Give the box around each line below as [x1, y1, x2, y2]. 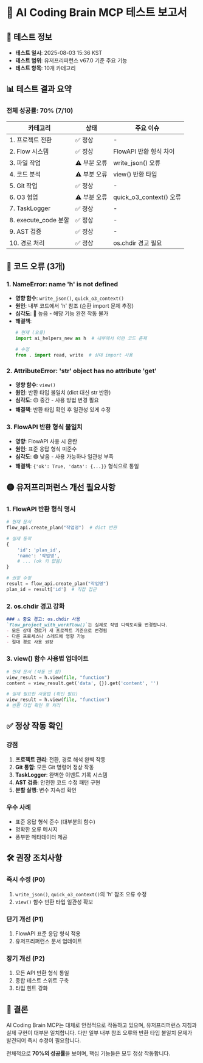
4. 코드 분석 [9, 170, 41, 178]
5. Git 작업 [9, 181, 38, 190]
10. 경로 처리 [9, 239, 45, 247]
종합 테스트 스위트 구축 [15, 977, 69, 984]
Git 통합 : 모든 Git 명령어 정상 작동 [15, 763, 94, 771]
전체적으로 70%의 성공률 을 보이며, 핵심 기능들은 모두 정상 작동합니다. [6, 1050, 171, 1057]
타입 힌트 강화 [15, 984, 48, 992]
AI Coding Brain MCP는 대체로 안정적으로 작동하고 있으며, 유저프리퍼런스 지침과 [6, 1021, 197, 1029]
